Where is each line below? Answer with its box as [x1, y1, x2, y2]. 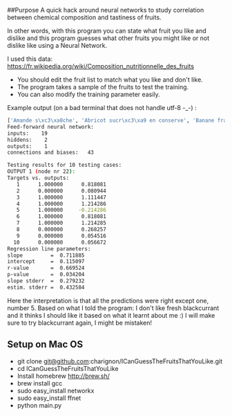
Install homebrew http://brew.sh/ [17, 372, 110, 380]
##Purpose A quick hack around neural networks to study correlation [7, 6, 204, 14]
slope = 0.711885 [7, 252, 85, 259]
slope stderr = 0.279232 [7, 278, 85, 284]
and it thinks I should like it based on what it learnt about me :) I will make [7, 311, 215, 319]
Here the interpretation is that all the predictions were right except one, [7, 296, 209, 305]
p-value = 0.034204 [7, 271, 85, 278]
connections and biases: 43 [7, 149, 95, 156]
